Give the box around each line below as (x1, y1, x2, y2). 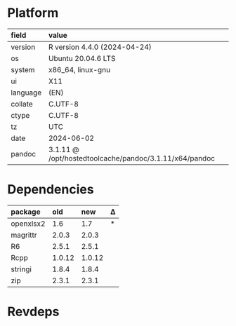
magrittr (11, 230, 37, 240)
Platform (7, 5, 59, 21)
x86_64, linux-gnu (48, 64, 111, 74)
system (11, 64, 35, 74)
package (11, 207, 41, 217)
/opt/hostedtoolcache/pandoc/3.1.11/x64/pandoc (48, 153, 216, 163)
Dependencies (7, 182, 94, 198)
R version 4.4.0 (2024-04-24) (48, 42, 152, 52)
